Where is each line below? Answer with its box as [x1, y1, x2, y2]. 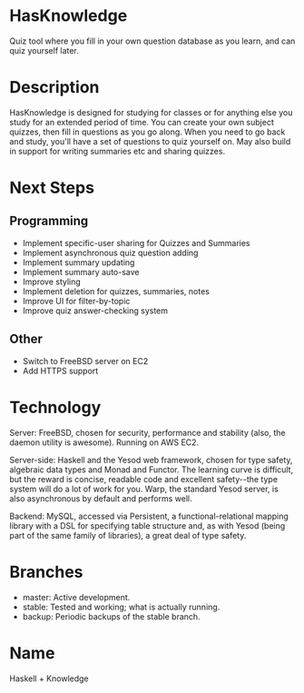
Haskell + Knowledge [9, 673, 89, 684]
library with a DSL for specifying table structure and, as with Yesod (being [9, 520, 286, 531]
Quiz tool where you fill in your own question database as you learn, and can [9, 35, 296, 46]
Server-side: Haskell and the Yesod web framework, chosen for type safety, [9, 454, 293, 465]
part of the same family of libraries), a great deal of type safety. [9, 530, 247, 540]
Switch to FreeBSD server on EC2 [22, 355, 149, 366]
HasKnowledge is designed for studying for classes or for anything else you [9, 106, 293, 118]
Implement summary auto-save [22, 266, 140, 277]
